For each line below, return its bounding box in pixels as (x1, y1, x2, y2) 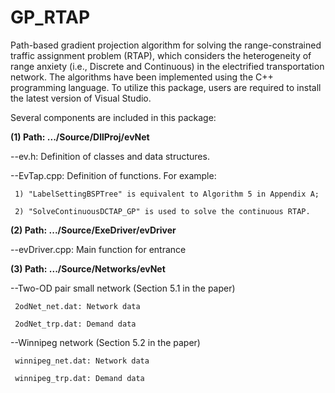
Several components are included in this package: (10, 111, 217, 123)
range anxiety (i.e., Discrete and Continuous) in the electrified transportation (10, 60, 325, 72)
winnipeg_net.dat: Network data (14, 356, 150, 366)
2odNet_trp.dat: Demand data (14, 319, 137, 329)
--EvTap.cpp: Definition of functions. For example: (10, 169, 217, 181)
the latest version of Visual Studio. (10, 92, 152, 104)
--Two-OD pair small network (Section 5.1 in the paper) (10, 282, 236, 294)
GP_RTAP (10, 6, 91, 29)
